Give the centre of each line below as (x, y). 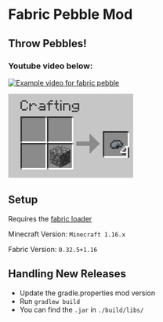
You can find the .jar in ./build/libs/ (81, 309)
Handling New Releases (67, 274)
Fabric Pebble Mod (71, 15)
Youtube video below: (51, 66)
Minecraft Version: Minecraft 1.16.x (67, 234)
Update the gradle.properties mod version (87, 293)
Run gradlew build (50, 301)
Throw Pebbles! (48, 44)
